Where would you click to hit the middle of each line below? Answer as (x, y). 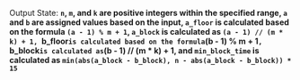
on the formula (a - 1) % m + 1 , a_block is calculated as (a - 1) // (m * (146, 32)
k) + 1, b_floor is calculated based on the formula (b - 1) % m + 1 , (136, 41)
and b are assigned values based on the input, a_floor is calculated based (150, 22)
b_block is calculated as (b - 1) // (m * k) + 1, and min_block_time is (134, 51)
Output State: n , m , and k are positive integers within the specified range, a (148, 13)
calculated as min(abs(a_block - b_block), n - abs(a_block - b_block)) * (150, 60)
